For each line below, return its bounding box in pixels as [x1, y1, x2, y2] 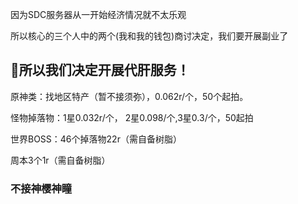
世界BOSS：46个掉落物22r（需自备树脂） [10, 133, 182, 145]
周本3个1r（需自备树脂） [10, 154, 111, 166]
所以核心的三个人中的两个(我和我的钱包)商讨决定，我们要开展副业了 [10, 30, 289, 42]
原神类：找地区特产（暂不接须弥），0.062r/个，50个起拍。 [10, 90, 249, 102]
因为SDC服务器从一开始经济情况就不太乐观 [10, 9, 187, 20]
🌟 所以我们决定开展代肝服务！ [10, 62, 190, 79]
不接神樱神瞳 [10, 181, 73, 195]
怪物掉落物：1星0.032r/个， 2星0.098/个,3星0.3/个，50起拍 [10, 111, 254, 123]
